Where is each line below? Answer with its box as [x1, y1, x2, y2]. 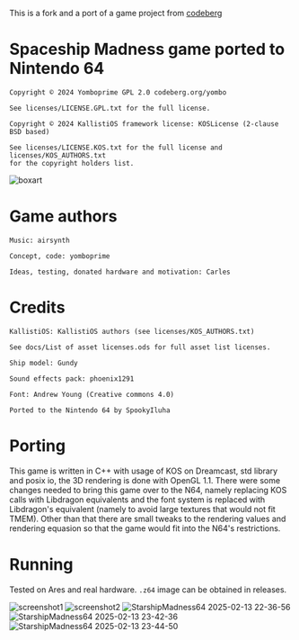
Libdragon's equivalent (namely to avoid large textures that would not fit [9, 503, 276, 514]
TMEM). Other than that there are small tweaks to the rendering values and [9, 513, 286, 524]
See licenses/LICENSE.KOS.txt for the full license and [9, 143, 223, 152]
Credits [9, 297, 66, 318]
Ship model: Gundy [9, 358, 78, 367]
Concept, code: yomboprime [9, 251, 110, 260]
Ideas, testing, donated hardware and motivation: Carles [9, 267, 231, 276]
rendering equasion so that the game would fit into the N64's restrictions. [9, 522, 281, 534]
